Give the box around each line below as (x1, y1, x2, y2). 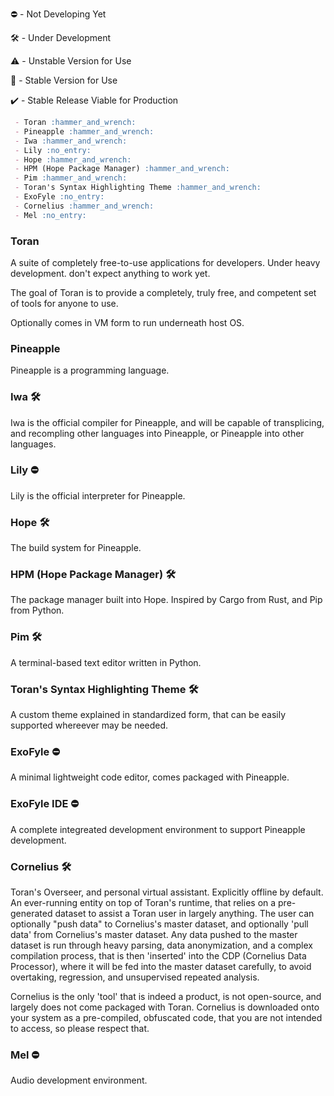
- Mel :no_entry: (14, 210, 87, 220)
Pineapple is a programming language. (10, 364, 170, 377)
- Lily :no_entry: (14, 145, 92, 155)
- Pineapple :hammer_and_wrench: (14, 126, 155, 137)
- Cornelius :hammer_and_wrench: (14, 201, 155, 211)
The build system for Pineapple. (10, 542, 142, 554)
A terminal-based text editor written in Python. (10, 656, 202, 668)
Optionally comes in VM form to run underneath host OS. (10, 316, 245, 328)
